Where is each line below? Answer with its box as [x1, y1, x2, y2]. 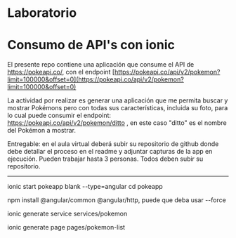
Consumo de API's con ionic [7, 37, 176, 53]
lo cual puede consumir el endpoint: [7, 111, 111, 120]
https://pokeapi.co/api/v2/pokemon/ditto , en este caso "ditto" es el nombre [7, 119, 227, 127]
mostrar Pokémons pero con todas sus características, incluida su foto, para [7, 104, 228, 112]
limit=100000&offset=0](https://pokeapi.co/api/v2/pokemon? [7, 75, 184, 84]
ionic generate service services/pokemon [7, 209, 128, 218]
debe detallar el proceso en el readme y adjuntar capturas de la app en [7, 147, 213, 156]
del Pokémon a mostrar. [7, 126, 76, 135]
